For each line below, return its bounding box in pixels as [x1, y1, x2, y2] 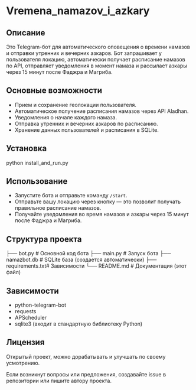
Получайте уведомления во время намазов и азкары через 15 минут [14, 211, 189, 218]
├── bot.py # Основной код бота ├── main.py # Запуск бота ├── [6, 250, 171, 257]
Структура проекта [6, 234, 82, 244]
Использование [6, 176, 68, 187]
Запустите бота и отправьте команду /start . [14, 192, 128, 199]
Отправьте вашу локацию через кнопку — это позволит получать [14, 198, 181, 205]
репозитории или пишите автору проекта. [6, 377, 112, 384]
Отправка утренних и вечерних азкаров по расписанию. [14, 120, 158, 127]
